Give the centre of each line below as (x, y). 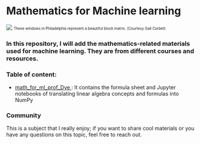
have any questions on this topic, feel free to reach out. (74, 134)
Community (24, 115)
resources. (22, 58)
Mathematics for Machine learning (94, 11)
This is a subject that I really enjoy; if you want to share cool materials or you (100, 129)
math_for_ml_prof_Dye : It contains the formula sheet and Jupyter (95, 87)
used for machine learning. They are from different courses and (100, 51)
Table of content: (32, 74)
